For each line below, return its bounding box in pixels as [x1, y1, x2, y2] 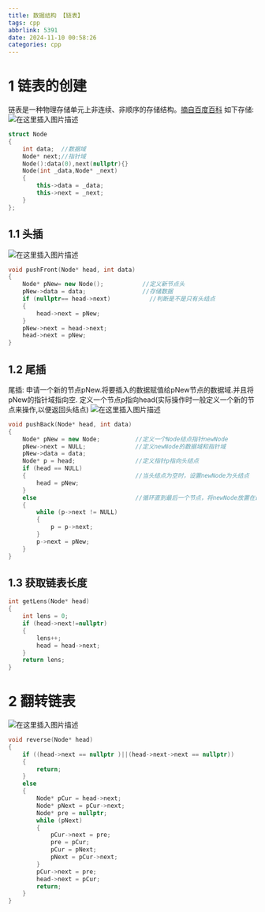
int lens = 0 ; [22, 612, 69, 620]
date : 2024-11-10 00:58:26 [8, 33, 97, 42]
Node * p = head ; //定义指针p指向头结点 [22, 457, 200, 465]
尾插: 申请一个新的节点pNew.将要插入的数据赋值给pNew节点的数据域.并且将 [8, 385, 254, 394]
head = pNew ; [36, 478, 80, 487]
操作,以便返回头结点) [21, 404, 89, 414]
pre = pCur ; [50, 839, 90, 847]
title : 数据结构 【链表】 [8, 11, 84, 20]
